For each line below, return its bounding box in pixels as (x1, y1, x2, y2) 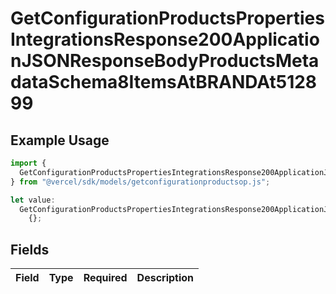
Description (136, 271, 195, 285)
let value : (10, 195, 56, 205)
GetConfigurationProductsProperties (10, 7, 325, 30)
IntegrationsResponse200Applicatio (10, 28, 320, 51)
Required (83, 271, 128, 285)
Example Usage (10, 132, 110, 149)
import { (10, 158, 47, 168)
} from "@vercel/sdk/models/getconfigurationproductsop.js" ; (10, 177, 271, 187)
